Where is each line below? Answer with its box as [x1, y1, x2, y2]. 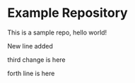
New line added [7, 41, 53, 50]
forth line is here [7, 69, 55, 77]
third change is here [7, 55, 66, 64]
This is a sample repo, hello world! [7, 28, 107, 37]
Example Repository [7, 5, 129, 21]
